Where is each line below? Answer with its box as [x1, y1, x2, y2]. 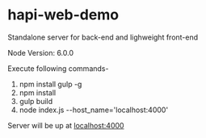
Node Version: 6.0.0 [7, 48, 74, 57]
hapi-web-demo [7, 6, 119, 24]
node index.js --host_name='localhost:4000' [19, 105, 169, 115]
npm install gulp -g [19, 79, 82, 89]
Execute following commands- [7, 63, 109, 73]
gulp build [19, 96, 53, 106]
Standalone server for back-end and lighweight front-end [7, 32, 199, 42]
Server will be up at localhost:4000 [7, 120, 124, 130]
